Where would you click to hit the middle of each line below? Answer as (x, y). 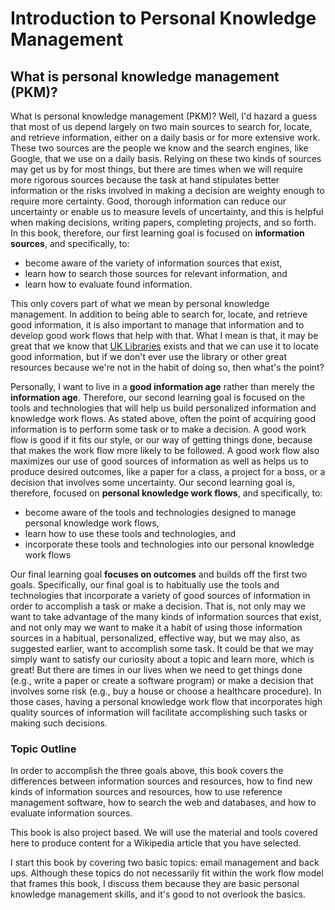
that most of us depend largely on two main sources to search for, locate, (161, 126)
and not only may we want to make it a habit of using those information (156, 627)
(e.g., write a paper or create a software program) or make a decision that (162, 680)
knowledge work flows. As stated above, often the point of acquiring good (163, 418)
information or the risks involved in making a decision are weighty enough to (167, 190)
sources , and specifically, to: (70, 243)
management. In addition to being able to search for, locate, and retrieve (159, 314)
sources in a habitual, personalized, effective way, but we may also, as (155, 638)
